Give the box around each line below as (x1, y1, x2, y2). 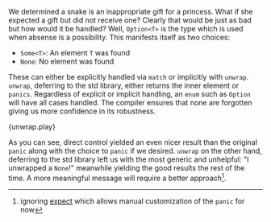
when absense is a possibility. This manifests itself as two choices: (8, 32, 231, 42)
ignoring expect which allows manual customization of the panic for (19, 196, 245, 206)
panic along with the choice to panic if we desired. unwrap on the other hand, (8, 146, 262, 155)
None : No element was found (19, 56, 115, 66)
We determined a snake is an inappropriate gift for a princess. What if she (8, 7, 253, 16)
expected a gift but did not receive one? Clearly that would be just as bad (8, 15, 252, 25)
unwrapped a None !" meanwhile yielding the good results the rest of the (8, 163, 245, 172)
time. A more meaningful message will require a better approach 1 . (8, 172, 227, 183)
